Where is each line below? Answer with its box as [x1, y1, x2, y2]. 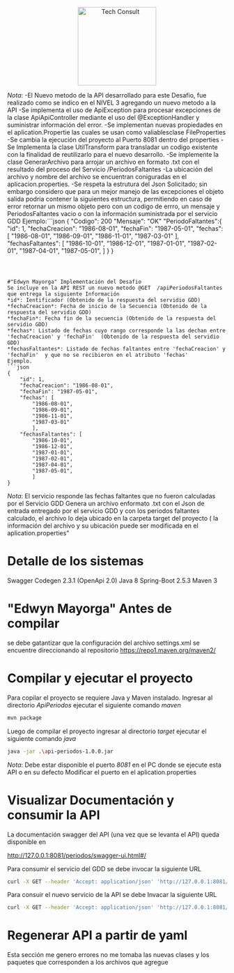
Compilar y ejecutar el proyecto [7, 671, 194, 687]
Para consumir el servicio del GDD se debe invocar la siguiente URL [7, 864, 202, 873]
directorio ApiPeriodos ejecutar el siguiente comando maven [7, 700, 181, 709]
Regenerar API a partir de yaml [7, 928, 188, 944]
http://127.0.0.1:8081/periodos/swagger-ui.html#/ [7, 851, 146, 859]
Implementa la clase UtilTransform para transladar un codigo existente [16, 143, 218, 151]
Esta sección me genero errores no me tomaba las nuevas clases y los [7, 951, 210, 959]
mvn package [7, 714, 42, 721]
